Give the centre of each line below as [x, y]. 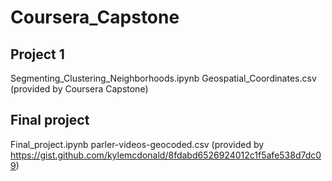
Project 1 [37, 54]
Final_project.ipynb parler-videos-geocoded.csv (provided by [137, 144]
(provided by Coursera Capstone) [79, 89]
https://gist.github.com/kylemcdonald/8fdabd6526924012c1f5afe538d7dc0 [166, 155]
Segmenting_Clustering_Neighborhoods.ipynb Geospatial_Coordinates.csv [163, 78]
